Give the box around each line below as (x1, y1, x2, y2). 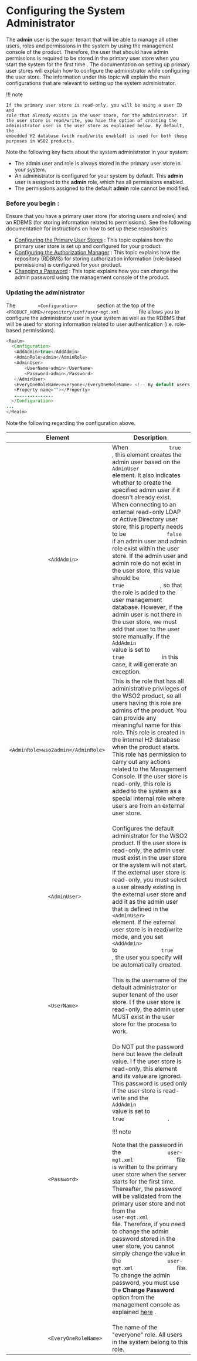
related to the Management (112, 765, 187, 773)
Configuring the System (6, 4, 125, 18)
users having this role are (112, 699, 182, 707)
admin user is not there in (112, 610, 182, 618)
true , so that (112, 581, 183, 589)
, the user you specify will (112, 953, 183, 961)
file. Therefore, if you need (112, 1220, 185, 1228)
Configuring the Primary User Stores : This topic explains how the (14, 236, 174, 244)
